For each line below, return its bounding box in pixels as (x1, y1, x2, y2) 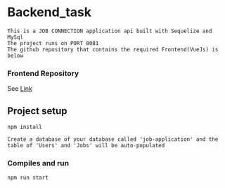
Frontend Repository (7, 68, 79, 78)
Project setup (7, 105, 68, 117)
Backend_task (7, 4, 92, 20)
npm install (7, 124, 42, 131)
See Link (7, 84, 33, 93)
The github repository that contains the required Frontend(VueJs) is (7, 46, 219, 53)
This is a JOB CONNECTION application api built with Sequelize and (7, 27, 212, 35)
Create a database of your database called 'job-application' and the (7, 136, 219, 143)
